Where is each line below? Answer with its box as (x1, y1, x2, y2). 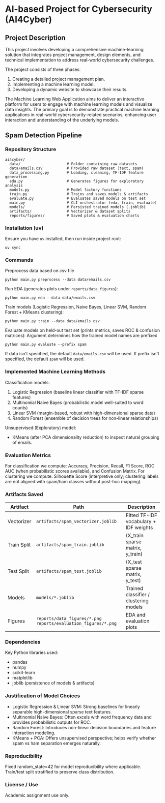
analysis (5, 183, 23, 188)
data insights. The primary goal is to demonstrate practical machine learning (5, 107, 160, 112)
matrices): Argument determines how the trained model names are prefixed (5, 333, 158, 339)
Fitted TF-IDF (125, 512, 158, 519)
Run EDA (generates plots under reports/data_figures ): (5, 286, 118, 292)
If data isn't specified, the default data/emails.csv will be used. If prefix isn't (5, 351, 160, 357)
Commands (5, 256, 33, 263)
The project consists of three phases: (5, 66, 81, 72)
